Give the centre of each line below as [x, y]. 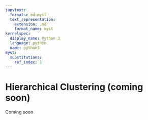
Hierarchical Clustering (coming [74, 87]
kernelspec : [18, 34]
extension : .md [31, 24]
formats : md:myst [28, 15]
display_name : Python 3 [35, 39]
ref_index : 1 [28, 62]
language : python [28, 43]
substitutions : [26, 57]
